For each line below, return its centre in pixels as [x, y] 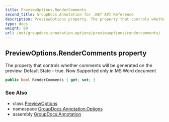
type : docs [17, 24]
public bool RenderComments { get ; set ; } [50, 80]
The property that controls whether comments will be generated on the [79, 65]
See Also [16, 92]
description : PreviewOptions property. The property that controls [77, 19]
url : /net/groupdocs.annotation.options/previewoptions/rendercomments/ [83, 33]
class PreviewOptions [35, 103]
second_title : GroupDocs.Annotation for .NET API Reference [70, 14]
